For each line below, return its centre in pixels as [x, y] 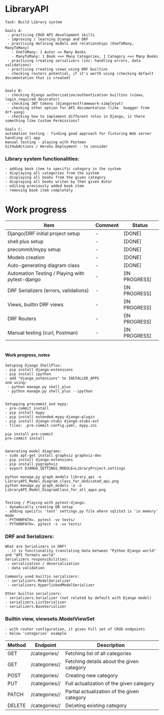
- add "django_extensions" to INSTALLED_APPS [52, 378]
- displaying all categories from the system [52, 173]
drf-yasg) [15, 112]
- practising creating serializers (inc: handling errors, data [74, 61]
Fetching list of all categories [98, 653]
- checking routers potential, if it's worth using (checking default [80, 74]
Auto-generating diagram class [43, 266]
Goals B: [14, 91]
